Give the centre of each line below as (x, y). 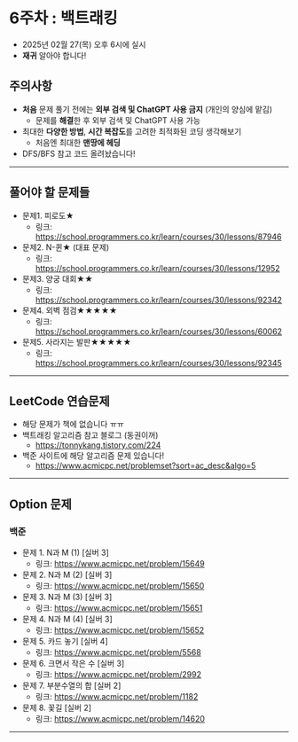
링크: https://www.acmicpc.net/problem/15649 (120, 564)
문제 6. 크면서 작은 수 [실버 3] (73, 664)
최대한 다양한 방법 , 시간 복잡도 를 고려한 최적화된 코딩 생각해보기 (132, 131)
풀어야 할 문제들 (50, 193)
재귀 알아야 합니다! (54, 55)
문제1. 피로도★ (48, 215)
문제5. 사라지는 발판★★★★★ (76, 341)
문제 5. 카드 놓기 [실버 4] (65, 641)
